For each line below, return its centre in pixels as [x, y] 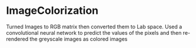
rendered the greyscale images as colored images [67, 39]
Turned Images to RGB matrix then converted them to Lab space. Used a [94, 27]
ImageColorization [52, 11]
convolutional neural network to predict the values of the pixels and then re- [98, 32]
